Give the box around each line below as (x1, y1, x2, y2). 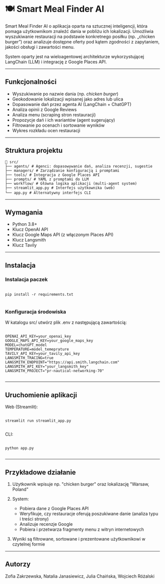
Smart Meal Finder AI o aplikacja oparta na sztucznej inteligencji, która (5, 23, 148, 29)
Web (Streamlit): (5, 404, 38, 410)
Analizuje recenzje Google (19, 521, 73, 527)
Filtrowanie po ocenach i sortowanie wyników (12, 122, 105, 128)
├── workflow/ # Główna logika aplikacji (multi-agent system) (5, 181, 137, 186)
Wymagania (5, 208, 43, 216)
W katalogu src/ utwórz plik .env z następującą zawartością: (5, 319, 127, 325)
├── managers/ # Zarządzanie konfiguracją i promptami (5, 168, 120, 173)
